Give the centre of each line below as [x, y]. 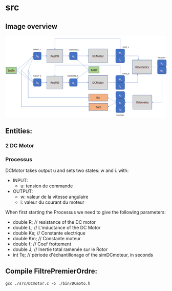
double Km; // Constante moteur [47, 239]
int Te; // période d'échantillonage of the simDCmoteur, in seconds [83, 255]
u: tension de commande [47, 186]
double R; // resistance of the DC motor [54, 222]
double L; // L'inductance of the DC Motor [57, 228]
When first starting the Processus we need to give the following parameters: [86, 212]
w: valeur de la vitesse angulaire [54, 197]
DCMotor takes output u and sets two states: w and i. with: [67, 170]
